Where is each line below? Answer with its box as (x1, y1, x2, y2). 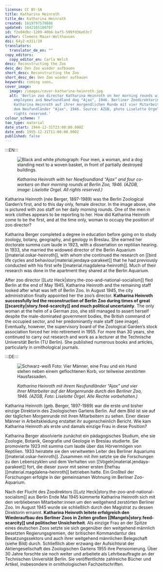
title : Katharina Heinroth (5, 12, 60, 17)
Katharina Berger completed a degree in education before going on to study (5, 232, 157, 238)
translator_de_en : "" (9, 48, 53, 53)
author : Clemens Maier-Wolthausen (5, 35, 75, 39)
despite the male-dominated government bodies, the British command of (5, 314, 151, 319)
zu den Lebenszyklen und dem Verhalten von (5, 459, 96, 465)
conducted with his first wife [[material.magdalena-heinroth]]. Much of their (5, 262, 156, 268)
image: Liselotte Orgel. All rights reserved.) (17, 187, 103, 193)
